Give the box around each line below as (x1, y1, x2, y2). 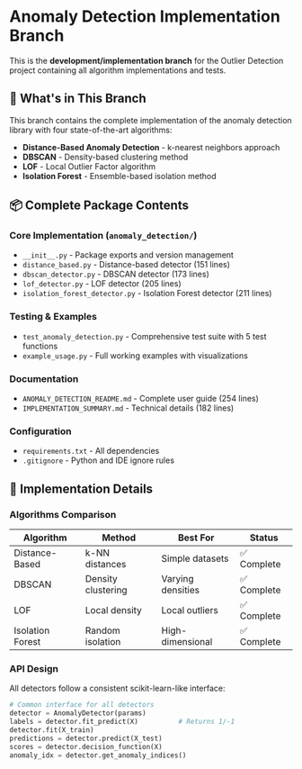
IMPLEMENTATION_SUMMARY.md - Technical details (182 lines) (22, 403, 235, 413)
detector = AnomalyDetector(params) (9, 709, 147, 718)
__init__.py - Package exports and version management (22, 249, 234, 260)
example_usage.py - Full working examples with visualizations (22, 349, 249, 361)
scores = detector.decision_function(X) (9, 742, 164, 751)
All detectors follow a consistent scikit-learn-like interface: (9, 683, 226, 694)
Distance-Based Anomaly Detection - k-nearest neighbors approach (22, 141, 280, 152)
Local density (84, 604, 142, 617)
